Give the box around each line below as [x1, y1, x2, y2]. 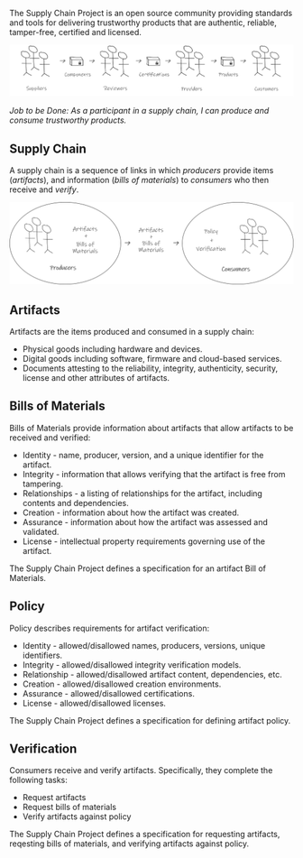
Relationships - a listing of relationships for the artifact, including [22, 487, 263, 499]
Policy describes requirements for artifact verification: [9, 623, 210, 633]
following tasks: [9, 775, 68, 786]
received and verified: [9, 432, 91, 443]
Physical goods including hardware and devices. [22, 343, 203, 355]
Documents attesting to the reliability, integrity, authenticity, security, [22, 363, 279, 374]
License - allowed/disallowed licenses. [22, 697, 167, 708]
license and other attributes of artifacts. [22, 372, 170, 383]
